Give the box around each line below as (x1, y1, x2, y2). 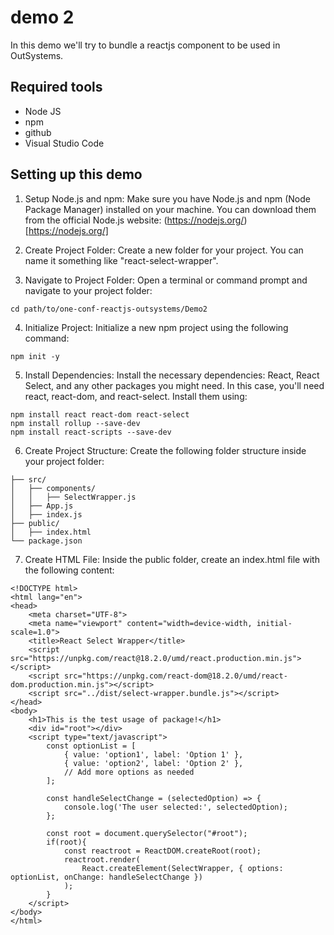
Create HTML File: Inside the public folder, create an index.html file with (24, 553, 320, 565)
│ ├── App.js (10, 501, 74, 511)
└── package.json (10, 536, 83, 546)
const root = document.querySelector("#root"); (46, 828, 248, 838)
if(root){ (46, 837, 87, 847)
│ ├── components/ (10, 483, 97, 493)
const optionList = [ (46, 741, 137, 751)
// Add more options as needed (63, 767, 195, 777)
